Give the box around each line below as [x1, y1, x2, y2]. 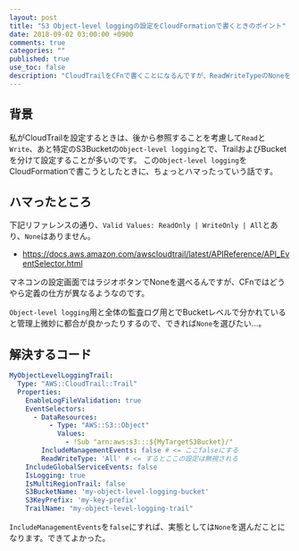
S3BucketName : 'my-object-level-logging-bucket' [25, 487, 210, 496]
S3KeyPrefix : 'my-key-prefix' [25, 496, 138, 505]
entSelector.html [21, 259, 83, 269]
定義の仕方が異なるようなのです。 [24, 288, 150, 299]
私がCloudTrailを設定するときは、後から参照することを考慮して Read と [9, 131, 266, 143]
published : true [9, 55, 70, 64]
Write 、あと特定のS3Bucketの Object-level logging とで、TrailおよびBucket [9, 143, 287, 154]
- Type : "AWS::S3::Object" [48, 421, 150, 430]
